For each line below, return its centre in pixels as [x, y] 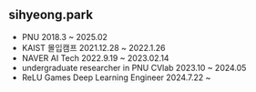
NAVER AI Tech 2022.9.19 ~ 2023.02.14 [95, 57]
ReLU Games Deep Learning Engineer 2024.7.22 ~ [116, 77]
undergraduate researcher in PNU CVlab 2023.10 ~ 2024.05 [134, 67]
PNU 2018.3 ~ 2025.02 [65, 36]
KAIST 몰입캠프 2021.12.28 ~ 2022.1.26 [93, 47]
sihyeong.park [51, 15]
